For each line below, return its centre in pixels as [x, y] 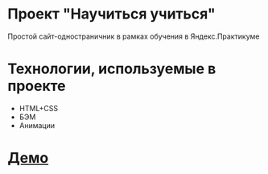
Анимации [37, 125]
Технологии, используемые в [112, 69]
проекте [37, 86]
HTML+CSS [39, 108]
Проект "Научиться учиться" [111, 14]
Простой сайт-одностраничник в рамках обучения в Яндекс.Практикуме [134, 36]
